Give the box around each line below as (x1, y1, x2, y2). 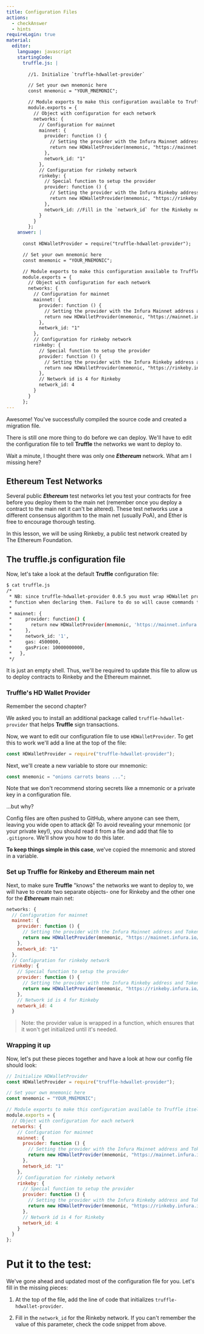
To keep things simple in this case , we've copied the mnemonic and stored (6, 846, 195, 854)
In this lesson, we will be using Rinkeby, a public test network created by (6, 530, 188, 537)
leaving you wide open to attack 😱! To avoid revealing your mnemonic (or (6, 821, 191, 829)
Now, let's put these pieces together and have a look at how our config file (6, 1055, 192, 1062)
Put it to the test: (6, 1257, 92, 1271)
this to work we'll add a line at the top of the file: (6, 739, 127, 746)
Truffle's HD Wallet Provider (6, 688, 90, 697)
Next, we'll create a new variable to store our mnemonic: (6, 762, 148, 769)
